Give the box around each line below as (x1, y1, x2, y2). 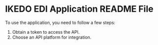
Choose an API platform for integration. (12, 34, 92, 40)
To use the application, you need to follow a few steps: (5, 20, 115, 25)
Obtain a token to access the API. (12, 29, 80, 35)
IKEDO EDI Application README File (5, 3, 154, 15)
